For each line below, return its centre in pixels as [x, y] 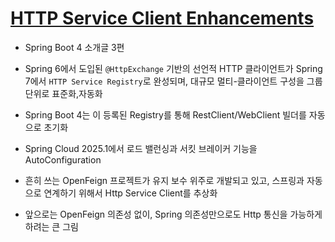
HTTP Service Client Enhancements [162, 18]
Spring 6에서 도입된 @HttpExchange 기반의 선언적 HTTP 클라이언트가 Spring [173, 68]
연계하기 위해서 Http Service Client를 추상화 [130, 193]
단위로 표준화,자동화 [63, 93]
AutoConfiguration [63, 159]
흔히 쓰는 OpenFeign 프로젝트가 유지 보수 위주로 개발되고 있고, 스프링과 [164, 180]
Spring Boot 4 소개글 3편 [74, 47]
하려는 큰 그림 [51, 226]
